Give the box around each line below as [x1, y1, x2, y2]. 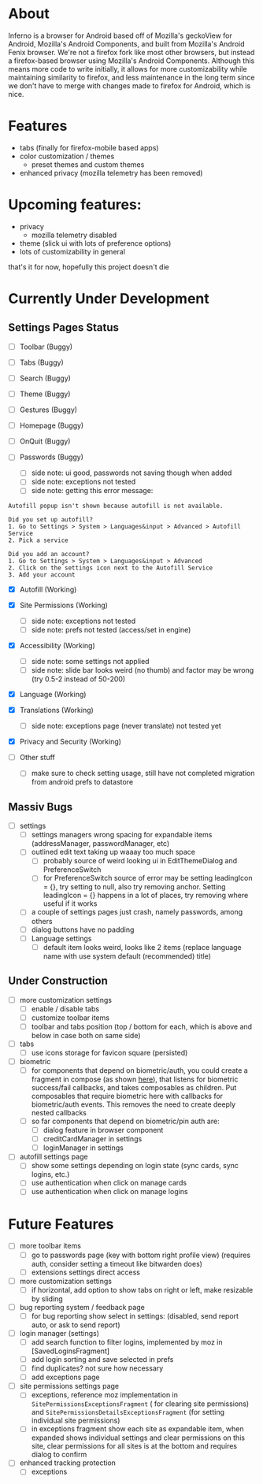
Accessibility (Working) [19, 640, 96, 650]
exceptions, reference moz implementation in [31, 1390, 179, 1400]
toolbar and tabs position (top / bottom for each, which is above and [31, 1022, 253, 1031]
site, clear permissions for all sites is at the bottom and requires [31, 1441, 238, 1451]
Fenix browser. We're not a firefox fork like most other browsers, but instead [8, 47, 255, 57]
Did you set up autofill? [8, 515, 93, 524]
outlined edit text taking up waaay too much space [31, 848, 195, 857]
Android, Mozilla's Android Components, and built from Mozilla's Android [8, 39, 246, 48]
